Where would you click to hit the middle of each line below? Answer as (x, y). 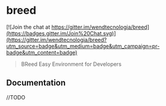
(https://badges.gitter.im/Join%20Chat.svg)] (61, 33)
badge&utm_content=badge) (42, 52)
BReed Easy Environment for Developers (71, 64)
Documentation (36, 83)
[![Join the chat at (28, 27)
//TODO (16, 97)
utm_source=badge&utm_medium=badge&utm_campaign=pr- (83, 46)
